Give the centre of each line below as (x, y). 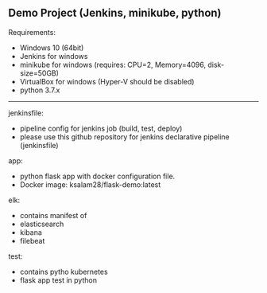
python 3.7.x (40, 90)
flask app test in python (58, 280)
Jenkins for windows (54, 56)
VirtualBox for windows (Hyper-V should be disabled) (107, 81)
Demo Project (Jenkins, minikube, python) (115, 13)
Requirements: (32, 32)
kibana (31, 232)
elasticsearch (42, 224)
